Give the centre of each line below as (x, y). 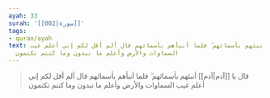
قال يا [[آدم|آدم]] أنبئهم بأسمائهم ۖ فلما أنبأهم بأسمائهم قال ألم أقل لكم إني (138, 76)
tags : (17, 31)
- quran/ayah (30, 38)
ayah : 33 (23, 16)
